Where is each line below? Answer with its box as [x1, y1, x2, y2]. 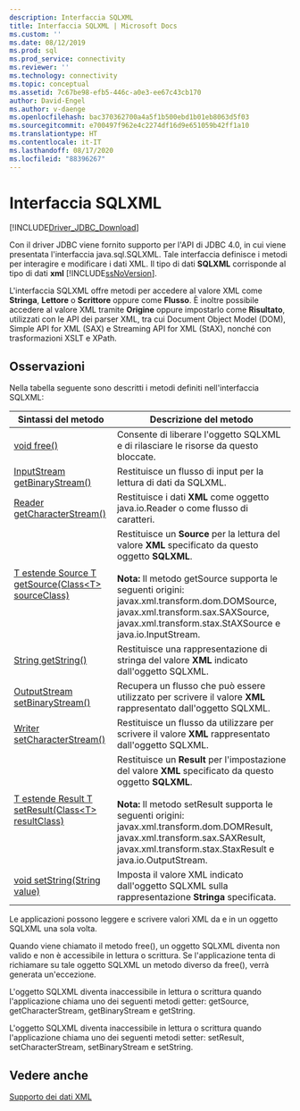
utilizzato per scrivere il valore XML [116, 691, 265, 703]
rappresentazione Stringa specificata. [116, 891, 277, 904]
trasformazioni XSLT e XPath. [9, 332, 118, 344]
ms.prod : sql [9, 46, 58, 55]
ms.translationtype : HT [9, 130, 98, 139]
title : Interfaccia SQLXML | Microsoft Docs [9, 21, 178, 30]
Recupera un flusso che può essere [116, 680, 266, 693]
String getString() [13, 654, 87, 667]
